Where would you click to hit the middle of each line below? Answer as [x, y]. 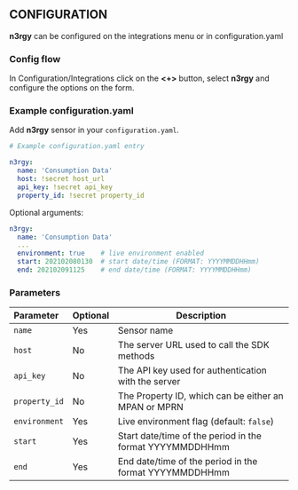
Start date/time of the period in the [190, 436]
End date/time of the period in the [188, 462]
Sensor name [146, 330]
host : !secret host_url [61, 179]
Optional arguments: [47, 212]
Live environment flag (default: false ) [196, 422]
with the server [149, 382]
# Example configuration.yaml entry [77, 146]
